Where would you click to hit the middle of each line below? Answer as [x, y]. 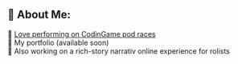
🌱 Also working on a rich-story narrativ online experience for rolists [119, 51]
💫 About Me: [39, 15]
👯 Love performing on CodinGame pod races [82, 34]
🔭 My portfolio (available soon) [58, 42]
